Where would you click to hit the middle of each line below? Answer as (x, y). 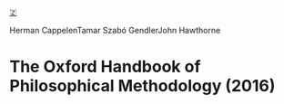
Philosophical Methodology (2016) (142, 86)
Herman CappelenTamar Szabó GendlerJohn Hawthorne (115, 30)
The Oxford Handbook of (105, 67)
